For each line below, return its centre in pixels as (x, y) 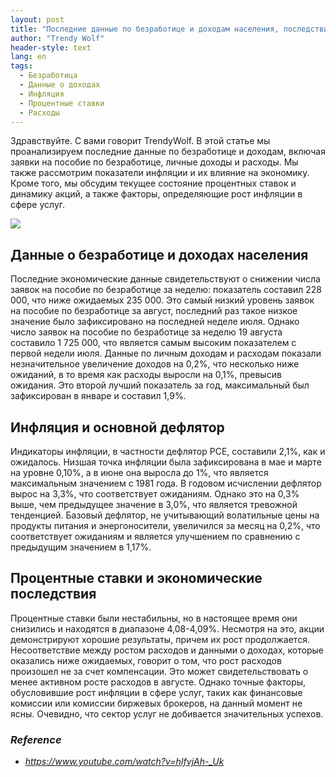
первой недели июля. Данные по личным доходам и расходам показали (166, 353)
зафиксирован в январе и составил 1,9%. (98, 396)
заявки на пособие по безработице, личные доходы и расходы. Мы (154, 162)
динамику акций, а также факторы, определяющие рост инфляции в (156, 194)
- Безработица (48, 76)
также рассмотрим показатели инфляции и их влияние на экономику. (160, 173)
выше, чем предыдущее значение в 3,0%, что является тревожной (154, 504)
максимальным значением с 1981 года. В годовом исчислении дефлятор (166, 483)
